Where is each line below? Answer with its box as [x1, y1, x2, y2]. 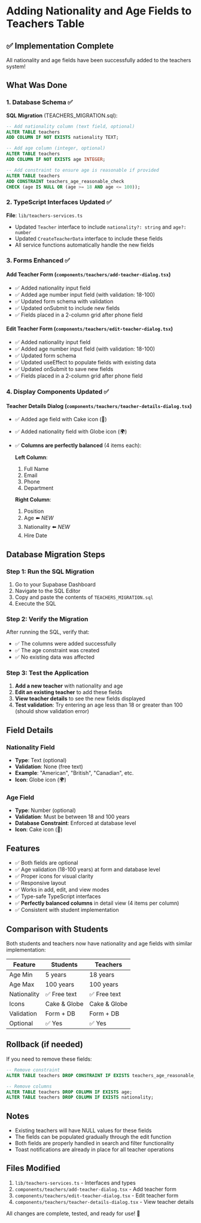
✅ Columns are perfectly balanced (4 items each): [14, 442, 142, 449]
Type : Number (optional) [14, 807, 76, 814]
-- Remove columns [6, 1083, 52, 1090]
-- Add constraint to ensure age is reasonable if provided [6, 167, 160, 173]
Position [23, 507, 44, 515]
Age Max [9, 980, 35, 988]
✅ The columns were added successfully [14, 640, 117, 647]
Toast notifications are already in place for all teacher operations [14, 1146, 175, 1153]
